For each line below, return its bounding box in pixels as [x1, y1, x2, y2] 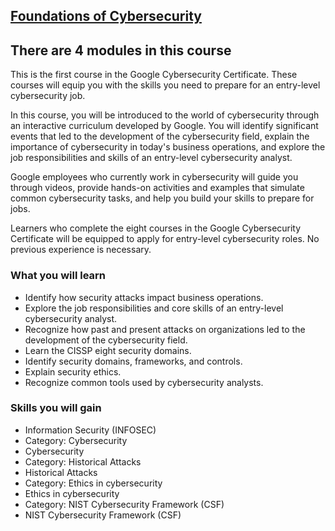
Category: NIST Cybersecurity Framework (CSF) [24, 498, 225, 510]
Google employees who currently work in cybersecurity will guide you [10, 171, 299, 183]
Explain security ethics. [24, 365, 122, 378]
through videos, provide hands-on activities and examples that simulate [10, 182, 305, 194]
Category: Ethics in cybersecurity [24, 477, 163, 489]
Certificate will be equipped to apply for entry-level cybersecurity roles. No [10, 233, 320, 245]
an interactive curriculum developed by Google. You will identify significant [10, 120, 319, 132]
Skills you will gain [10, 401, 102, 415]
